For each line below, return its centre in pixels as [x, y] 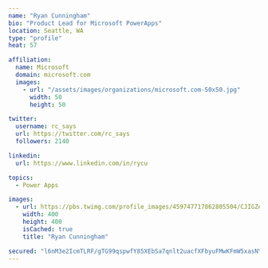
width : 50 [45, 97]
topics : [21, 178]
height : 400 [42, 222]
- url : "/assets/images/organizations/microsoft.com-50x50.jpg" [132, 90]
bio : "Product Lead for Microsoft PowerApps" [85, 23]
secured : [23, 251]
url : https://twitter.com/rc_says [73, 134]
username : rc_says [46, 126]
